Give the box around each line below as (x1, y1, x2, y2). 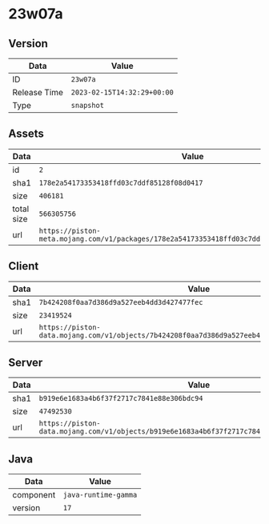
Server (8, 356, 43, 370)
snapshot (70, 101, 104, 110)
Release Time (12, 87, 64, 98)
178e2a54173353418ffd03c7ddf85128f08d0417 (38, 178, 203, 187)
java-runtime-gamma (62, 490, 138, 500)
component (12, 490, 56, 501)
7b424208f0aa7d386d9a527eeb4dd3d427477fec (38, 298, 203, 306)
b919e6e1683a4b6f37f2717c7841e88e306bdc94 (38, 394, 203, 403)
